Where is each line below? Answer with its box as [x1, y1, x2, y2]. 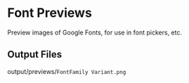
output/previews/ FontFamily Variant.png [7, 67, 126, 75]
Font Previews [7, 5, 93, 21]
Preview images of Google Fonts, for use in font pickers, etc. [7, 28, 183, 37]
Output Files [7, 49, 62, 60]
